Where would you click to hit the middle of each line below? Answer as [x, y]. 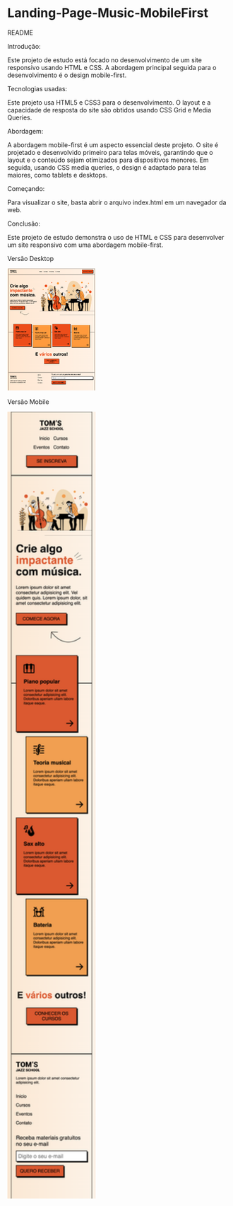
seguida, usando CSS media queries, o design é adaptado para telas [107, 167]
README [20, 33]
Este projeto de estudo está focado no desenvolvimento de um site [105, 60]
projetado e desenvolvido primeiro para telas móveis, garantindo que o [110, 152]
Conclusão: [24, 224]
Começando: [26, 188]
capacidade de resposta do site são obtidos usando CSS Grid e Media [109, 110]
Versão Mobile [28, 402]
